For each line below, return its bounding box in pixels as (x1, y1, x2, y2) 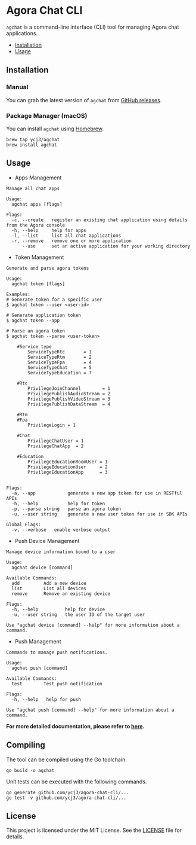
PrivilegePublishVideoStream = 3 (27, 396, 111, 402)
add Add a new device (11, 580, 86, 586)
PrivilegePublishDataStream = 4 (27, 401, 111, 407)
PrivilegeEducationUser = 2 (27, 464, 108, 470)
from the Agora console (6, 222, 66, 228)
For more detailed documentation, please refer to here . (6, 722, 145, 730)
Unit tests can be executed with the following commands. (6, 778, 147, 785)
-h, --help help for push (11, 696, 82, 703)
